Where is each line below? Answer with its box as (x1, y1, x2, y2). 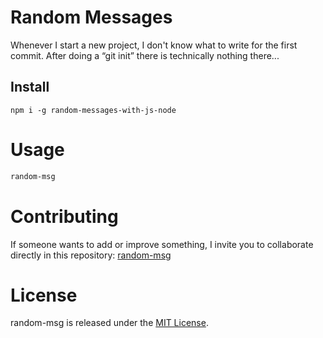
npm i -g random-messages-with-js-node (10, 105, 177, 115)
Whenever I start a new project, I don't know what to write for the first (10, 39, 298, 51)
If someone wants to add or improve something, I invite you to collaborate (10, 238, 314, 250)
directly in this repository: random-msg (10, 249, 172, 261)
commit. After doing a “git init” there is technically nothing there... (10, 49, 280, 61)
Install (10, 79, 50, 96)
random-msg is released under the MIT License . (10, 317, 209, 329)
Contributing (10, 205, 119, 228)
